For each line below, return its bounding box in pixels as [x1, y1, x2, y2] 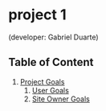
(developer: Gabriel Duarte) [8, 32, 99, 42]
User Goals [31, 85, 70, 95]
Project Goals [19, 76, 65, 86]
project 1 [8, 6, 67, 24]
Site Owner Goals [31, 94, 90, 104]
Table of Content [8, 55, 94, 69]
